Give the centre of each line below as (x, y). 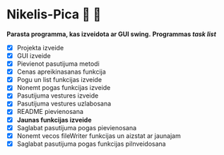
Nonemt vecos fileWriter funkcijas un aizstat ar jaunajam (99, 136)
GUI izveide (34, 56)
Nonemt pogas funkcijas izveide (64, 88)
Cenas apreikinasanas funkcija (61, 72)
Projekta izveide (40, 47)
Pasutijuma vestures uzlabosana (64, 104)
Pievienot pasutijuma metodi (58, 64)
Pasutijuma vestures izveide (58, 96)
